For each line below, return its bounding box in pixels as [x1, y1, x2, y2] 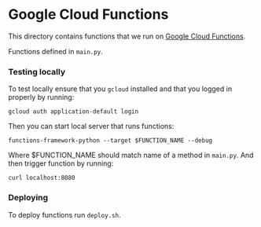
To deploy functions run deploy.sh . [8, 210, 121, 219]
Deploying [8, 192, 49, 203]
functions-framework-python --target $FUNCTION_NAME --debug [8, 137, 213, 145]
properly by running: [8, 93, 75, 102]
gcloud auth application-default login [8, 108, 139, 115]
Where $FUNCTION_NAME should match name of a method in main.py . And [8, 151, 254, 160]
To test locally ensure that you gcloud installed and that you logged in [8, 84, 233, 93]
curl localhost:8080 [8, 174, 76, 182]
